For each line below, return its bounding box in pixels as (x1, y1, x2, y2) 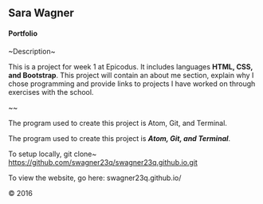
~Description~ (8, 46, 56, 56)
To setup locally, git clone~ (8, 149, 97, 159)
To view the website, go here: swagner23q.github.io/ (8, 173, 182, 182)
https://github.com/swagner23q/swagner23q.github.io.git (8, 157, 198, 167)
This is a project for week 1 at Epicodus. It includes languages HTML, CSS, (8, 61, 253, 71)
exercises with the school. (8, 87, 94, 96)
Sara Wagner (8, 6, 74, 20)
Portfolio (8, 28, 38, 38)
